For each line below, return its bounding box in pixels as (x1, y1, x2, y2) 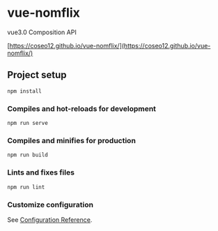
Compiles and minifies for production (7, 135, 136, 145)
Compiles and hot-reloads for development (7, 103, 157, 113)
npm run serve (7, 120, 49, 127)
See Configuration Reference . (7, 215, 93, 224)
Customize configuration (7, 200, 94, 209)
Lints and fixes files (7, 167, 75, 177)
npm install (7, 87, 42, 95)
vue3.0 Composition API (7, 28, 77, 36)
